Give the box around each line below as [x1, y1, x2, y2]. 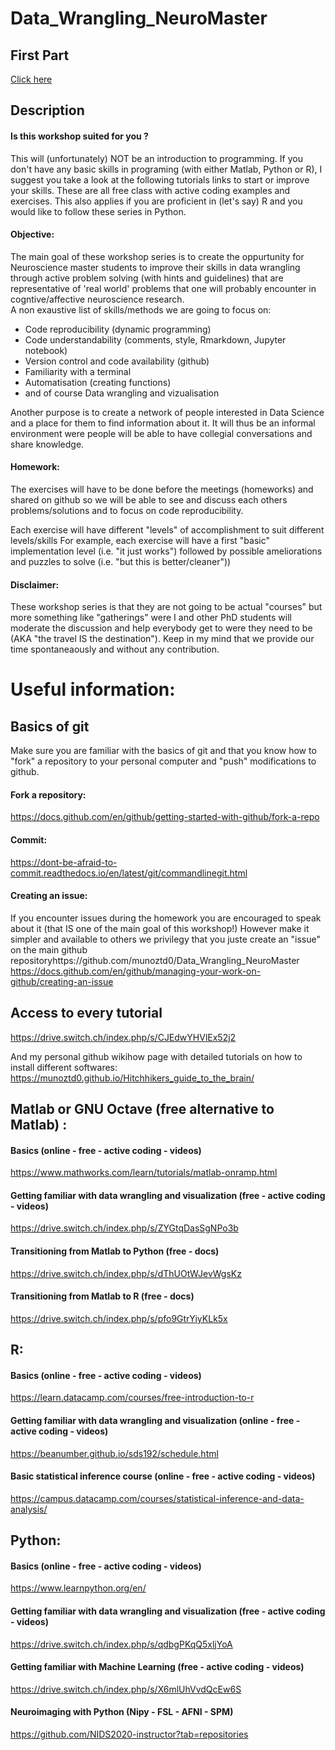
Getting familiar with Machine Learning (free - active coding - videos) [10, 1661, 305, 1673]
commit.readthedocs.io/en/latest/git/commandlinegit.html [10, 867, 248, 879]
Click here [10, 73, 53, 85]
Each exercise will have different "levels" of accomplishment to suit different [10, 524, 325, 536]
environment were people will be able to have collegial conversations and [10, 427, 313, 439]
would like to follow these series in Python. [10, 205, 187, 217]
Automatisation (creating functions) [24, 376, 172, 388]
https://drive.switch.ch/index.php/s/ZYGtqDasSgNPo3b [10, 1222, 239, 1234]
